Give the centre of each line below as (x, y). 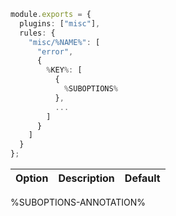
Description (86, 178)
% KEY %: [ (64, 70)
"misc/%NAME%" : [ (64, 42)
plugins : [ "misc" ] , (60, 23)
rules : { (37, 33)
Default (142, 178)
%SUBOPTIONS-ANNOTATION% (78, 202)
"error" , (55, 51)
